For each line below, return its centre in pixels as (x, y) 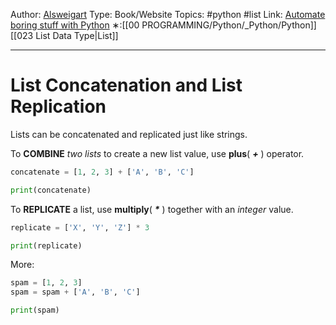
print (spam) (35, 310)
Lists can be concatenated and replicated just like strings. (129, 134)
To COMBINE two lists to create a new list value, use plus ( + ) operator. (157, 153)
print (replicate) (46, 245)
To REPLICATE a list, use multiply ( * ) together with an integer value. (152, 209)
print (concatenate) (51, 190)
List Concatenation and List (126, 85)
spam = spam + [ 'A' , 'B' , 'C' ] (75, 292)
